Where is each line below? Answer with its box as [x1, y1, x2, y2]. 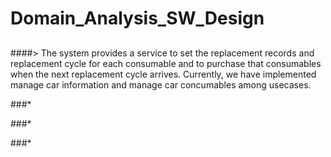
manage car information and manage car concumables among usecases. [10, 78, 312, 91]
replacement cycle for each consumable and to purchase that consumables [10, 57, 322, 69]
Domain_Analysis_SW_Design [10, 7, 265, 30]
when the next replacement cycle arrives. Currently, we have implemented [10, 68, 317, 80]
